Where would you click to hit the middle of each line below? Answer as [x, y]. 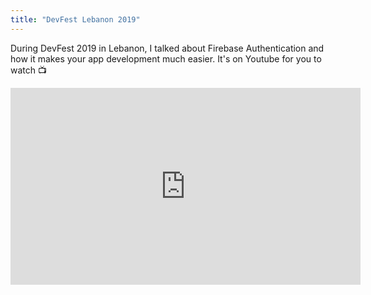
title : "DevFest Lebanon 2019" [75, 19]
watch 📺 [28, 70]
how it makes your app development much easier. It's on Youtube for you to [166, 58]
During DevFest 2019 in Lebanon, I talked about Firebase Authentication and [167, 48]
